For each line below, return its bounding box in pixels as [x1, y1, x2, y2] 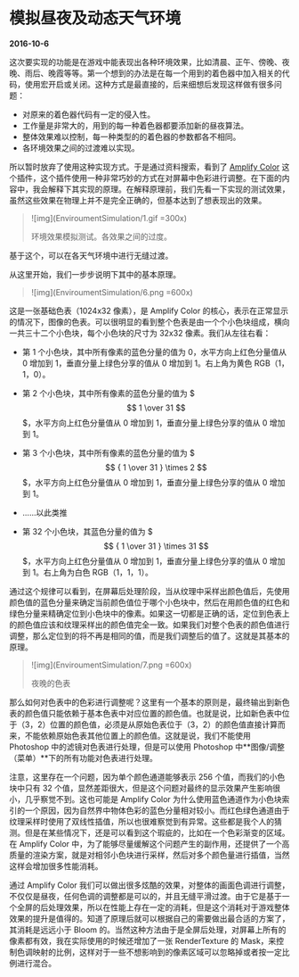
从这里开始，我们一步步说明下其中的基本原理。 [9, 269, 181, 279]
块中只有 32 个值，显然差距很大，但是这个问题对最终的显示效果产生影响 [9, 782, 273, 793]
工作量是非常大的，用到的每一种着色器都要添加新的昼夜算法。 [21, 120, 249, 130]
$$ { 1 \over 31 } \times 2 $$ [105, 461, 207, 473]
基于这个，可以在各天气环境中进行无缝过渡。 [9, 250, 174, 261]
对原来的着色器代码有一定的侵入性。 [21, 109, 156, 120]
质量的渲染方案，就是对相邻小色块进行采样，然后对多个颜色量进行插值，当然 [9, 849, 290, 860]
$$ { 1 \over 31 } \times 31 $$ [103, 541, 209, 551]
